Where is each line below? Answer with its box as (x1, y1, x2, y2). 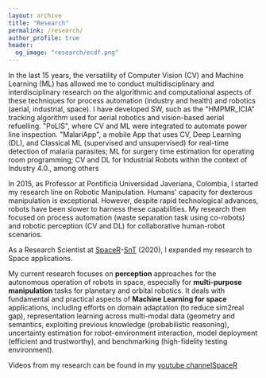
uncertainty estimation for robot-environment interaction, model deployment (8, 328, 258, 337)
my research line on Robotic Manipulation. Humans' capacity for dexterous (8, 188, 253, 197)
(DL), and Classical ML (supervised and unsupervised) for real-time (8, 138, 229, 147)
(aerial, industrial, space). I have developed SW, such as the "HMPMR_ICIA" (8, 104, 256, 114)
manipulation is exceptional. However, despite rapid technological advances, (8, 196, 259, 205)
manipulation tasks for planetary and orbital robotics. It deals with (8, 286, 226, 295)
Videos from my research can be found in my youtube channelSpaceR (8, 360, 238, 370)
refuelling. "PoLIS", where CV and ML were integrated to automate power (8, 121, 248, 131)
